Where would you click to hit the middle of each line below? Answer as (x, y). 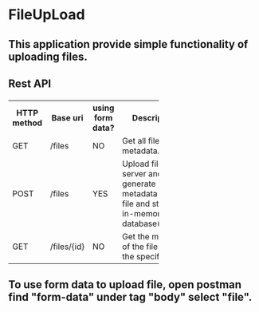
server (134, 173)
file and (136, 203)
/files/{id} (67, 247)
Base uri (67, 117)
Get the (136, 236)
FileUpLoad (47, 15)
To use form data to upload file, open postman (125, 285)
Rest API (30, 83)
